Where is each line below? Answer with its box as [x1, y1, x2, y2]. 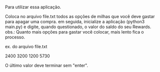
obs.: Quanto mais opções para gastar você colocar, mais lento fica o [5, 29, 144, 35]
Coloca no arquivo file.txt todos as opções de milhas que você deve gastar [5, 14, 155, 19]
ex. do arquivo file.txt [5, 44, 48, 49]
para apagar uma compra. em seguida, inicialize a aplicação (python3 [5, 19, 145, 24]
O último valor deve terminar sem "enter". [5, 63, 89, 68]
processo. [5, 34, 25, 40]
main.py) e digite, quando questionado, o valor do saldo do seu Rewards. [5, 24, 152, 30]
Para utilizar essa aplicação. [5, 4, 62, 10]
